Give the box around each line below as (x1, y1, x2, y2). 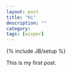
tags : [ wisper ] (6, 31, 44, 37)
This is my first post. (6, 59, 57, 67)
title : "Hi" (6, 14, 36, 20)
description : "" (6, 20, 47, 26)
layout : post (6, 8, 39, 15)
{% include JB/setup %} (6, 47, 66, 55)
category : (6, 25, 31, 32)
